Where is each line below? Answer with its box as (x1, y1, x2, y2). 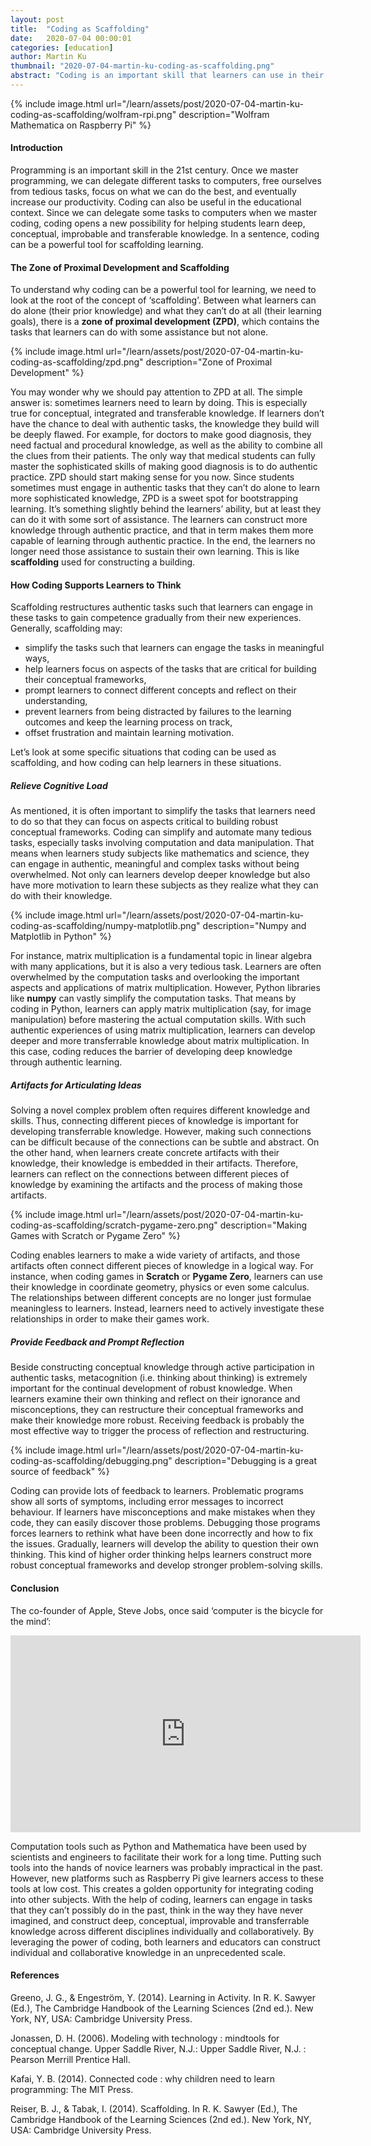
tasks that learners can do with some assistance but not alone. (10, 326, 269, 338)
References (10, 1969, 60, 1981)
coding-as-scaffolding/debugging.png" (10, 1455, 173, 1467)
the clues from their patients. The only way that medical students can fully (10, 450, 316, 462)
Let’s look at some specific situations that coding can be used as (10, 746, 277, 758)
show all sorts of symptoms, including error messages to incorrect (10, 1496, 284, 1508)
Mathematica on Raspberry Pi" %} (10, 119, 152, 131)
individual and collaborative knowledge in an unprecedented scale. (10, 1946, 286, 1958)
